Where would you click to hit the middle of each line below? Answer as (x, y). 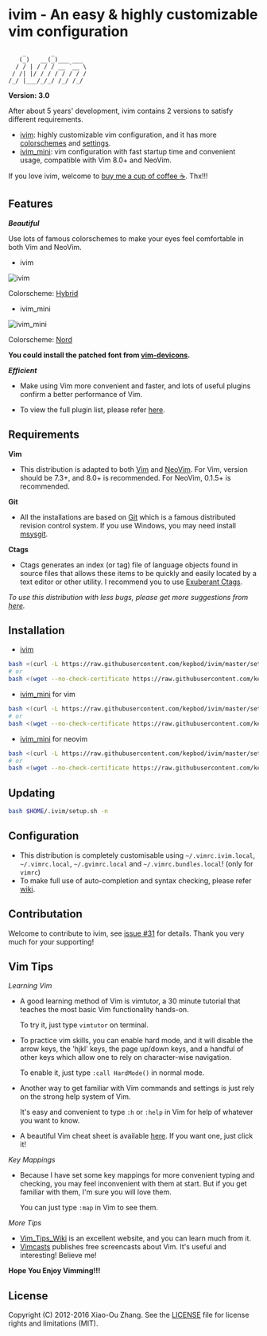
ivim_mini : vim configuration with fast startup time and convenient (128, 151)
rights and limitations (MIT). (53, 1323)
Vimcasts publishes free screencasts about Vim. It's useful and (123, 1247)
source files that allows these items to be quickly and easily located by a (138, 573)
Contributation (46, 914)
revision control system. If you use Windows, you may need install (128, 525)
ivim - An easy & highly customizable (133, 15)
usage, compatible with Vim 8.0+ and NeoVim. (96, 160)
